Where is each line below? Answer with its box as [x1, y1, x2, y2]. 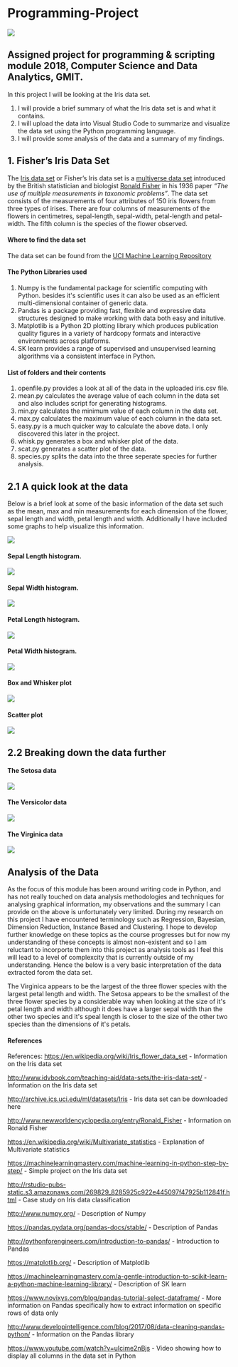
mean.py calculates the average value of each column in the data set [17, 391, 220, 400]
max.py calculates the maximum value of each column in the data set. [17, 414, 222, 423]
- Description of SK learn [113, 1280, 187, 1289]
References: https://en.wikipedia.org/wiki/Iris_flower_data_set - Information [7, 1052, 227, 1060]
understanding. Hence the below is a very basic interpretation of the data [7, 961, 222, 969]
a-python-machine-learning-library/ [7, 1280, 112, 1289]
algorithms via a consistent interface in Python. [17, 352, 156, 360]
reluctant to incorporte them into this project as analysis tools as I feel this [7, 946, 224, 954]
